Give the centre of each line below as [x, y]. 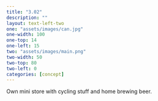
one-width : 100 [26, 35]
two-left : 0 [21, 68]
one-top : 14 [21, 40]
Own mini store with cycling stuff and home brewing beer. [79, 91]
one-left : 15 [23, 46]
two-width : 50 [24, 57]
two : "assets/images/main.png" [46, 52]
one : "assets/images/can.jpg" [45, 29]
